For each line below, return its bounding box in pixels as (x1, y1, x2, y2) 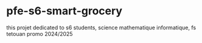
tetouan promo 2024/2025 (6, 30, 73, 37)
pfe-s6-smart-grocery (6, 4, 123, 18)
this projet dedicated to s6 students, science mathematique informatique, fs (6, 24, 197, 31)
